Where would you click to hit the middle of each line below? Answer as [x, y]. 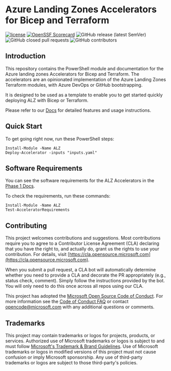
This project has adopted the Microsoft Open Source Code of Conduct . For [84, 296]
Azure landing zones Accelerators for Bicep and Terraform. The [72, 74]
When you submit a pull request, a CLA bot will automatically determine [81, 270]
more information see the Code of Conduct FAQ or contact [67, 302]
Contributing [26, 226]
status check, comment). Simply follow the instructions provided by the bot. [85, 281]
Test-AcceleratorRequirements [38, 210]
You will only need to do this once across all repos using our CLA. [74, 286]
